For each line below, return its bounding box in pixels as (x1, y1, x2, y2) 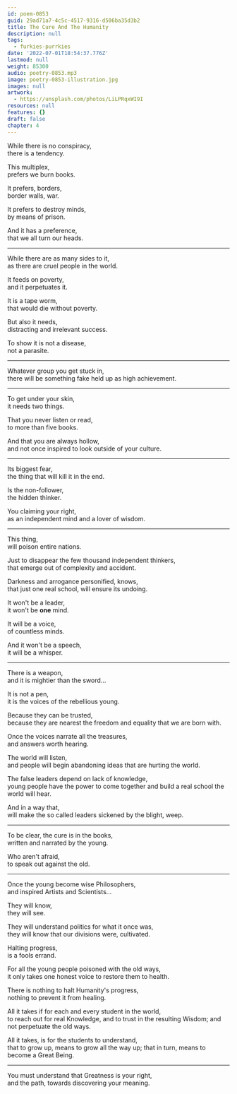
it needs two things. (7, 402, 65, 410)
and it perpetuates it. (7, 283, 68, 291)
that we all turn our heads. (7, 234, 83, 242)
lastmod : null (7, 57, 49, 64)
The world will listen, (7, 753, 68, 761)
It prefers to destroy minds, (7, 205, 87, 213)
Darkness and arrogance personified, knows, (7, 577, 139, 585)
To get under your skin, (7, 394, 75, 403)
